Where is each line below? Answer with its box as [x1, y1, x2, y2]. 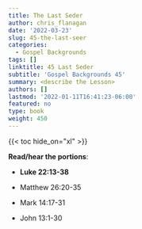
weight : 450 [8, 115, 48, 123]
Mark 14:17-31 [19, 197, 66, 207]
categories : [8, 41, 48, 49]
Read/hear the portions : [8, 151, 89, 161]
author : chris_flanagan [8, 19, 87, 27]
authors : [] [8, 85, 48, 94]
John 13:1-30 [19, 213, 63, 223]
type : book [8, 108, 44, 116]
